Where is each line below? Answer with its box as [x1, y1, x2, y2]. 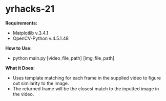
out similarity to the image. [12, 80, 69, 86]
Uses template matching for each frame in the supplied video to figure [12, 74, 161, 81]
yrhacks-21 [5, 3, 55, 15]
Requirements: [5, 20, 37, 26]
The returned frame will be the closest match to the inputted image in [12, 85, 159, 92]
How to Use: [5, 45, 32, 51]
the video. [12, 91, 34, 97]
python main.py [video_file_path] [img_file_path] [12, 55, 115, 61]
